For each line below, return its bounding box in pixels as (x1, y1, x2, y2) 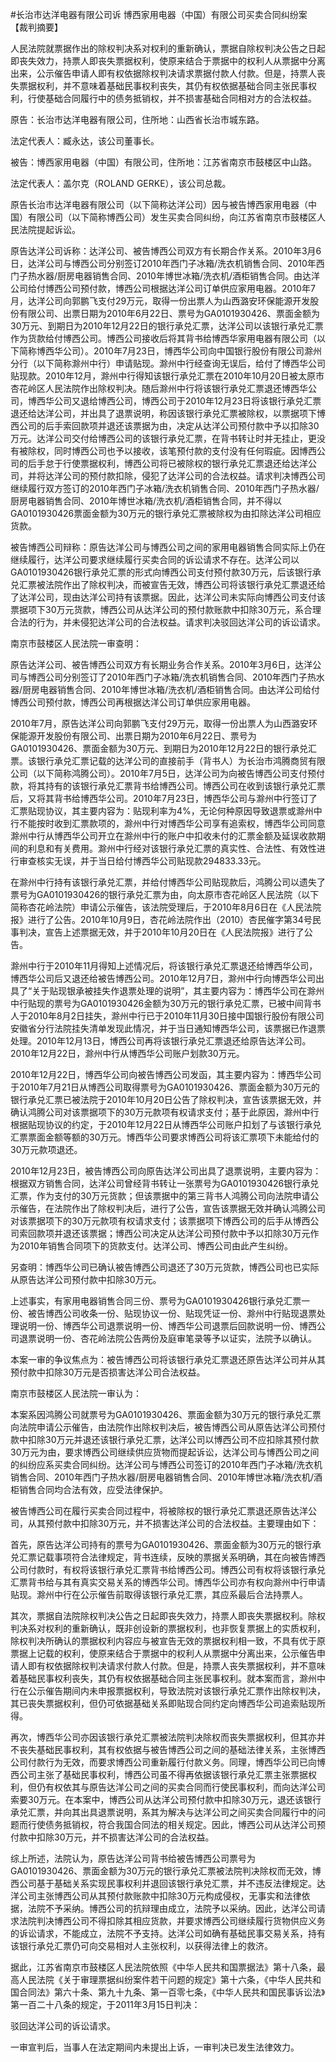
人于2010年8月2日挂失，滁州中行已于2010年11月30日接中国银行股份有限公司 (10, 1010, 325, 1022)
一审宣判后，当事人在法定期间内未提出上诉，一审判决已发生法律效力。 (10, 2041, 300, 2053)
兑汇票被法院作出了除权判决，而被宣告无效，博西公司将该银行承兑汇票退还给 (10, 579, 326, 590)
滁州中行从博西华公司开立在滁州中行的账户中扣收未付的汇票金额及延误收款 (10, 830, 317, 842)
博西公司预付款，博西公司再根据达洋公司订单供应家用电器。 (10, 696, 256, 708)
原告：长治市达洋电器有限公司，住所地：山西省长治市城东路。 (10, 114, 265, 125)
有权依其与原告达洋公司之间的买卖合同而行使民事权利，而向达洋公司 (44, 1781, 326, 1793)
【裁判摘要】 (10, 21, 63, 33)
